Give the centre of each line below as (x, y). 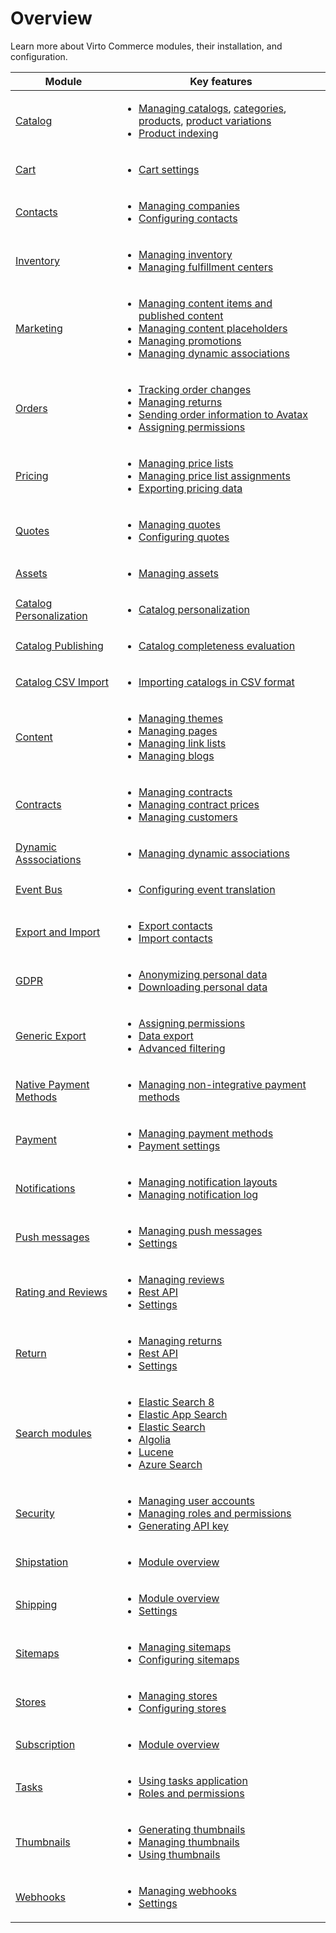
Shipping (36, 1604)
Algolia (155, 1439)
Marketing (39, 328)
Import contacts (175, 938)
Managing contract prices (199, 804)
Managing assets (178, 573)
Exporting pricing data (190, 488)
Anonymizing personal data (203, 974)
